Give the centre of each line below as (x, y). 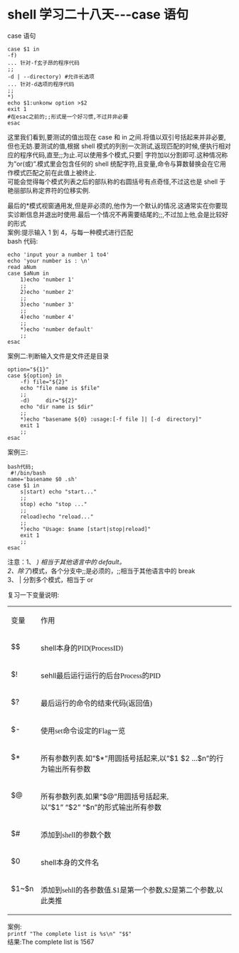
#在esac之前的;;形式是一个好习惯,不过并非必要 (68, 117)
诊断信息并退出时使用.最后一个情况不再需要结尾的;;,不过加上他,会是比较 (118, 214)
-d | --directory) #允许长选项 (51, 77)
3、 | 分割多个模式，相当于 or (51, 579)
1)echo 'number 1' (47, 279)
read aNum (22, 267)
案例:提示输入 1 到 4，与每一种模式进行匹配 (70, 232)
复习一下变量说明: (33, 594)
